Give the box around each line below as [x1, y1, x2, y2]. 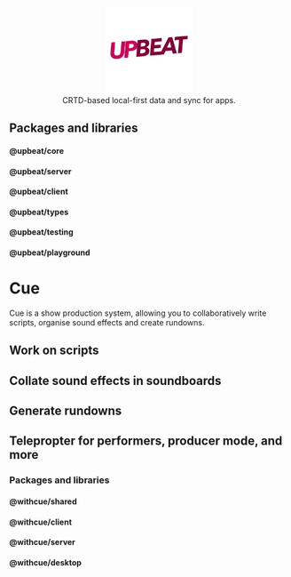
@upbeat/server [9, 165, 73, 176]
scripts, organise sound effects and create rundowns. [9, 317, 206, 327]
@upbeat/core [9, 145, 65, 156]
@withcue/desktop [9, 557, 83, 567]
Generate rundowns [9, 404, 122, 419]
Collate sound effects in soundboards [9, 373, 222, 389]
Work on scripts [9, 343, 99, 358]
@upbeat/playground [9, 247, 90, 258]
